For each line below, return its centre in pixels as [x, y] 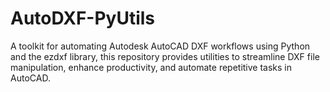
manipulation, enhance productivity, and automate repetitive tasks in [151, 67]
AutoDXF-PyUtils [83, 18]
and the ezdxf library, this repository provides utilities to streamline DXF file [165, 56]
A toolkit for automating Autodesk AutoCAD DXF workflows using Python [160, 46]
